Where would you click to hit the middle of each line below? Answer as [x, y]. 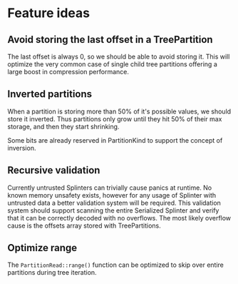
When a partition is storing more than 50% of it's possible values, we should [119, 111]
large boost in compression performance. [68, 72]
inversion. [22, 148]
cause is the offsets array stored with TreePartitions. [84, 225]
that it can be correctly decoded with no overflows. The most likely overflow [119, 218]
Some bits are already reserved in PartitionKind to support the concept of [115, 140]
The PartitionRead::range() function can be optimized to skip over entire [116, 265]
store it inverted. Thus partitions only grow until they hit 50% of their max [115, 118]
